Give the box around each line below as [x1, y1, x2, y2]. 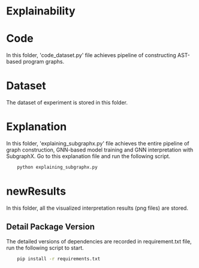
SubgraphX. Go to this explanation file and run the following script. [6, 153, 171, 160]
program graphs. [23, 58, 65, 65]
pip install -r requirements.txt [17, 255, 101, 262]
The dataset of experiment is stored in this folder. [6, 99, 128, 106]
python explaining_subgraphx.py [17, 164, 98, 170]
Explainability [6, 4, 76, 18]
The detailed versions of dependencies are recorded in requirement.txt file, [6, 237, 192, 245]
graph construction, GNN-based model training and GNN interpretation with [6, 146, 194, 153]
